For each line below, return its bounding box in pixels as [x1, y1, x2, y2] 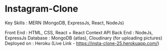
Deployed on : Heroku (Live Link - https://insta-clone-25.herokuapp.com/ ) [5, 40, 159, 46]
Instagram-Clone [5, 3, 78, 15]
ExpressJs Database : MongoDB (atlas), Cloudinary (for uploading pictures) [5, 35, 163, 41]
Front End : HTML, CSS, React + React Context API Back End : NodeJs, [5, 29, 153, 35]
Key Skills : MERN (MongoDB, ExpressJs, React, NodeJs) [5, 20, 124, 26]
